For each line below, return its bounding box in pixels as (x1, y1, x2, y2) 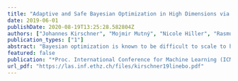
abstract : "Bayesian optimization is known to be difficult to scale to (7, 43, 227, 50)
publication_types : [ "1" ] (7, 37, 84, 44)
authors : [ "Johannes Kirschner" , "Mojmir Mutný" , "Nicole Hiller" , (7, 30, 211, 37)
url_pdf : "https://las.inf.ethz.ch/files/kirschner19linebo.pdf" (7, 63, 204, 70)
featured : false (7, 50, 55, 57)
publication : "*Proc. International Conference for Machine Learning (7, 56, 217, 63)
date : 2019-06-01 (7, 17, 59, 24)
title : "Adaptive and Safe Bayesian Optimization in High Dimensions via (7, 10, 230, 18)
